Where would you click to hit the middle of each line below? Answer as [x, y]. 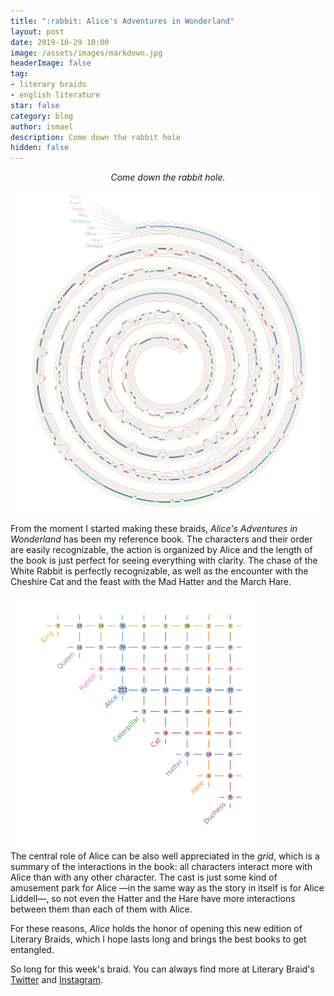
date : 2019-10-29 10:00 [60, 42]
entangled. [32, 949]
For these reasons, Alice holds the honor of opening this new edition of [156, 928]
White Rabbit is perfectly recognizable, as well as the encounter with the [159, 571]
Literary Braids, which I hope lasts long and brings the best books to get [158, 939]
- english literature [55, 95]
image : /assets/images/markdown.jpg [86, 53]
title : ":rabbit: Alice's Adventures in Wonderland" [122, 21]
